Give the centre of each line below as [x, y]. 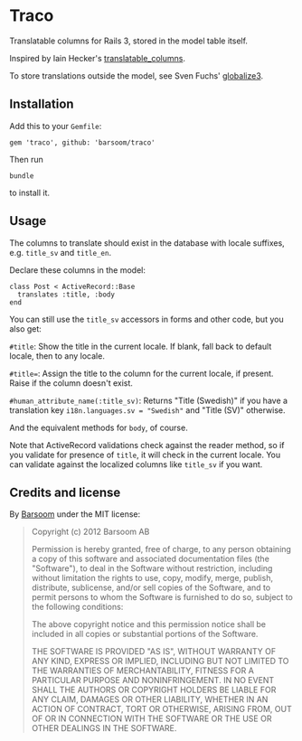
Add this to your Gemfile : [56, 126]
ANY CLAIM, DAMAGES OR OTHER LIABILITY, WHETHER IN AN [150, 699]
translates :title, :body [66, 295]
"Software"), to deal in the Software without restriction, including [152, 568]
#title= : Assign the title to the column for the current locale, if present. [142, 373]
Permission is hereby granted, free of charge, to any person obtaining [161, 549]
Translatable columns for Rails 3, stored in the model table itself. [129, 41]
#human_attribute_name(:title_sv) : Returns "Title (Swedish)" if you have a [148, 400]
